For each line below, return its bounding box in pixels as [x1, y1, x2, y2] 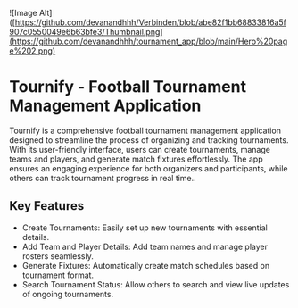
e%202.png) [9, 46, 56, 56]
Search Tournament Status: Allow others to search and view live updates [21, 279, 290, 289]
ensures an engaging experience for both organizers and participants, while [9, 162, 288, 173]
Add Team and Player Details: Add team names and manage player [21, 241, 269, 252]
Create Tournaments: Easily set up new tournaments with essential [21, 222, 268, 233]
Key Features [9, 198, 85, 213]
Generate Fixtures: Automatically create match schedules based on [21, 260, 270, 271]
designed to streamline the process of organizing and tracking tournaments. [9, 134, 289, 146]
